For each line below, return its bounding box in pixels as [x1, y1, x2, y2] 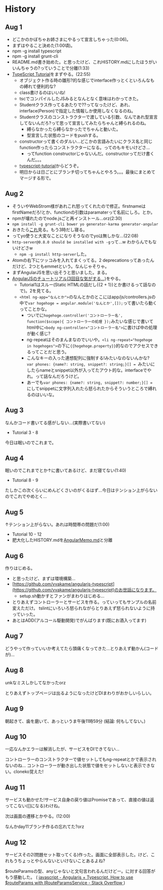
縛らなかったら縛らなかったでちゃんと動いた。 [26, 126, 121, 132]
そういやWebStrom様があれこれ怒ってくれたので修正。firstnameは [12, 203, 146, 209]
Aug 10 [5, 732, 27, 741]
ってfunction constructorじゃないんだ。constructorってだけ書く [26, 151, 155, 156]
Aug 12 [5, 838, 27, 847]
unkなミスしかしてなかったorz [5, 679, 66, 685]
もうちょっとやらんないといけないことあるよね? [9, 858, 106, 864]
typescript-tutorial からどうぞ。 [19, 163, 82, 169]
